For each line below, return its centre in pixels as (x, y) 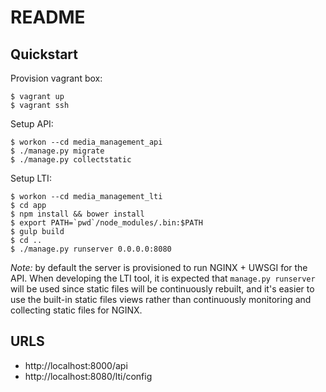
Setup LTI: (31, 178)
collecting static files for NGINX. (76, 310)
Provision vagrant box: (56, 78)
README (48, 17)
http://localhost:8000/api (76, 365)
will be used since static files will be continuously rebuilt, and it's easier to (162, 289)
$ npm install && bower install (77, 214)
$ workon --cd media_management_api (86, 142)
